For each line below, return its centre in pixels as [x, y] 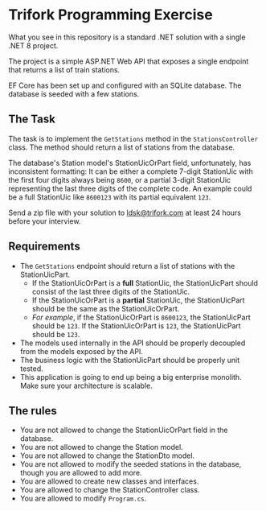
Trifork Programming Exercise [110, 15]
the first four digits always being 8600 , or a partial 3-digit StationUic [120, 179]
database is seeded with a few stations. [74, 93]
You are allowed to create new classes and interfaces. [109, 481]
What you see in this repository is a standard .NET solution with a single [127, 37]
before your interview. [45, 221]
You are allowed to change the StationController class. [110, 490]
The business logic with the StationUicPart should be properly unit [129, 360]
